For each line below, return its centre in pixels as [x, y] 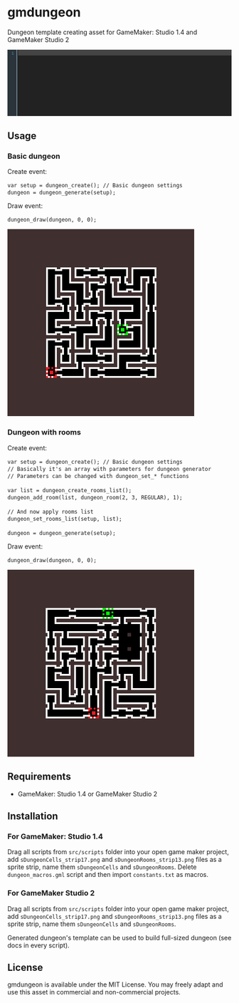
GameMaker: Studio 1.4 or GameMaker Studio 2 [87, 794]
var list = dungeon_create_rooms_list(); [70, 490]
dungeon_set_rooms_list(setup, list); [65, 519]
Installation [33, 816]
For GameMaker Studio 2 [51, 893]
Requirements [39, 777]
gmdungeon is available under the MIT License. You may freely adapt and [115, 984]
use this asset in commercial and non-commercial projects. [94, 992]
